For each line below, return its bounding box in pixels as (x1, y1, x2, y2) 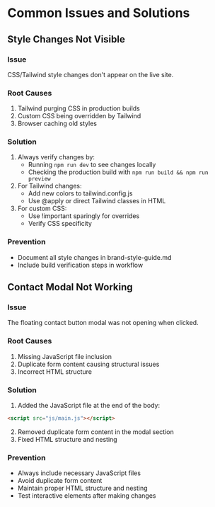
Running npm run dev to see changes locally (28, 161, 156, 169)
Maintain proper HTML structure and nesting (17, 484, 148, 493)
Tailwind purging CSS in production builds (17, 104, 140, 113)
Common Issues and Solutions (7, 5, 190, 21)
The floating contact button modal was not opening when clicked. (7, 319, 199, 327)
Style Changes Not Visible (7, 33, 125, 45)
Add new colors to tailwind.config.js (28, 189, 133, 198)
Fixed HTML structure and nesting (17, 435, 118, 443)
